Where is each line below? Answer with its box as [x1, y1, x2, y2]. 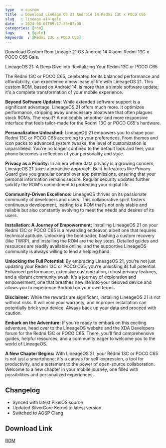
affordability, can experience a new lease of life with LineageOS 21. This [5, 78, 153, 85]
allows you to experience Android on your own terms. [5, 284, 115, 290]
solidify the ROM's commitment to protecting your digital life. [5, 181, 130, 187]
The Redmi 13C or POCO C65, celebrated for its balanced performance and [5, 73, 160, 79]
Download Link [5, 424, 52, 433]
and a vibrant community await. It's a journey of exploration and [5, 274, 136, 280]
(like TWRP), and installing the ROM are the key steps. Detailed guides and [5, 237, 158, 244]
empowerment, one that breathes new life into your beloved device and [5, 279, 152, 285]
